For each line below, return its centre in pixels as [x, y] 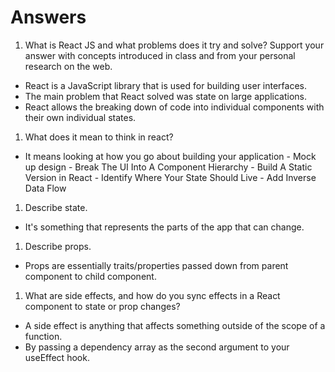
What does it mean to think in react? [99, 137]
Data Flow [45, 188]
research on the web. [68, 66]
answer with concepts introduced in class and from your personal [160, 55]
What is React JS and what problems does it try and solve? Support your [174, 45]
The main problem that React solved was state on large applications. [166, 96]
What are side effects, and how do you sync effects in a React [152, 295]
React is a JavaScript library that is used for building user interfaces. [166, 85]
